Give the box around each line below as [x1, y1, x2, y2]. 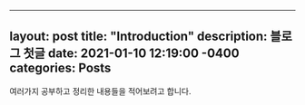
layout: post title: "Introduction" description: [9, 29, 268, 44]
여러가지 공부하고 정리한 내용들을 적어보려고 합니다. [9, 85, 192, 96]
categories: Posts [9, 61, 112, 76]
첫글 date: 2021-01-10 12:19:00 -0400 [23, 46, 240, 62]
